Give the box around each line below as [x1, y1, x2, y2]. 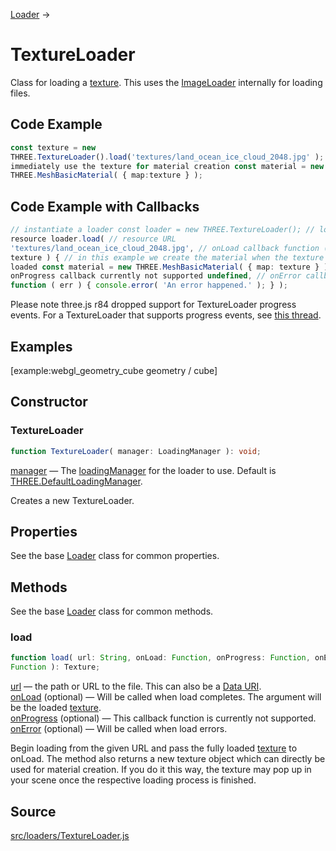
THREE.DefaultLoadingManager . [10, 475, 143, 487]
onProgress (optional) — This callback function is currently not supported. [10, 712, 317, 724]
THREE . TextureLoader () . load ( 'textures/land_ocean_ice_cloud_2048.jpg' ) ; [10, 152, 325, 162]
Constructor [10, 394, 88, 411]
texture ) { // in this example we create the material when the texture [10, 252, 325, 263]
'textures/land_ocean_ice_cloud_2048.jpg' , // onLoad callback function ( [10, 243, 329, 253]
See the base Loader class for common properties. [10, 550, 220, 562]
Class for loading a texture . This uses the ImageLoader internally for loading [10, 76, 323, 88]
